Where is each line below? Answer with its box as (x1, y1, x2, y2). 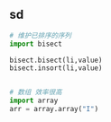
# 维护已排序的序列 (9, 30, 72, 39)
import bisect (9, 39, 63, 48)
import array (9, 96, 59, 106)
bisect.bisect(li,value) (9, 56, 103, 65)
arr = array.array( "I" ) (9, 105, 99, 114)
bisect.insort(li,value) (9, 64, 103, 73)
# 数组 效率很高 (9, 88, 62, 97)
